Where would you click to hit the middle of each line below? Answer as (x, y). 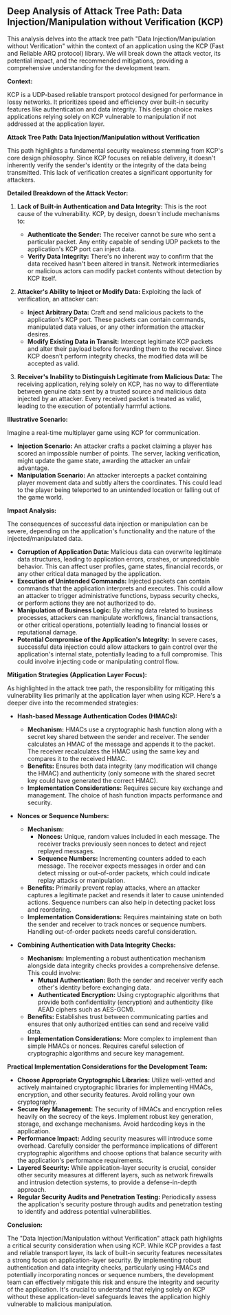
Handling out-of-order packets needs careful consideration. (112, 931)
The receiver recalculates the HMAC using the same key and (113, 751)
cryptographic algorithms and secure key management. (106, 1053)
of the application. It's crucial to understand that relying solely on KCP (106, 1289)
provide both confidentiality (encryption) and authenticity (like (125, 1002)
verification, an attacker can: (57, 299)
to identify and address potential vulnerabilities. (84, 1211)
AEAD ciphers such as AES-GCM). (86, 1009)
